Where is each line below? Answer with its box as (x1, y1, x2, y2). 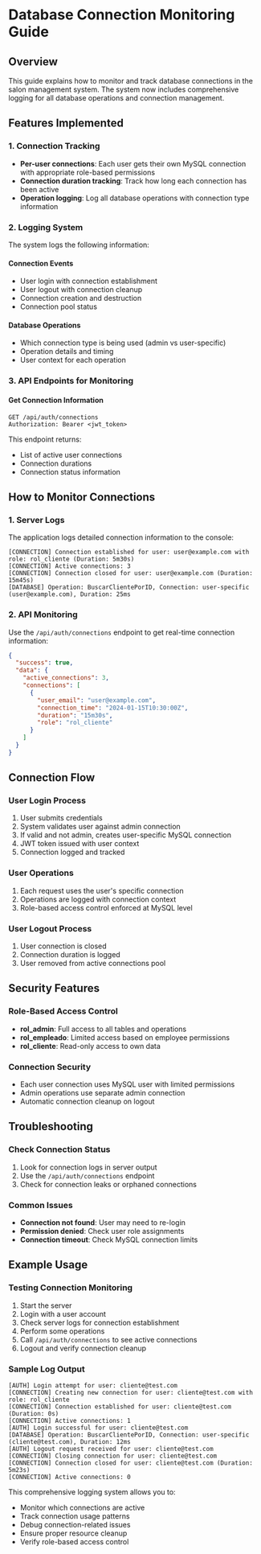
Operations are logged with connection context (19, 894, 177, 904)
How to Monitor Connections (8, 490, 156, 504)
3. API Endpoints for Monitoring (8, 376, 134, 387)
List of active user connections (19, 450, 123, 459)
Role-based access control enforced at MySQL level (19, 902, 193, 912)
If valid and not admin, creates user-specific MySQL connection (19, 830, 231, 840)
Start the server (19, 1301, 72, 1310)
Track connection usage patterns (19, 1511, 130, 1521)
